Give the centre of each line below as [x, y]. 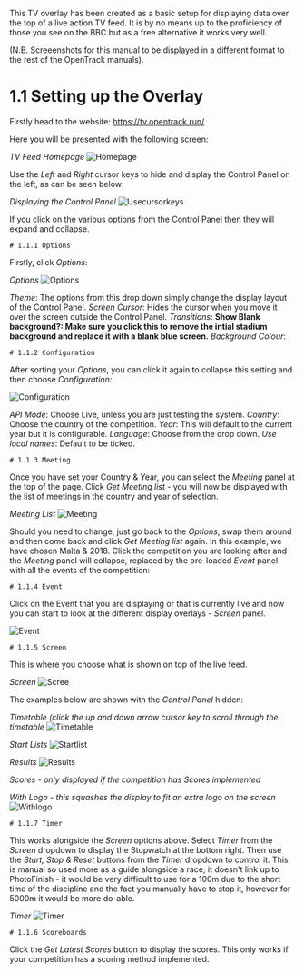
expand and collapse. [49, 228]
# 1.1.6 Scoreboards [49, 932]
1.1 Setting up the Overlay [107, 97]
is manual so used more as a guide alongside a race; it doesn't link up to [144, 869]
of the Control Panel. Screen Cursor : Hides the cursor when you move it [144, 307]
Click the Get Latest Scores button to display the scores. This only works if [149, 949]
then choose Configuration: [61, 379]
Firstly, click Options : [49, 262]
